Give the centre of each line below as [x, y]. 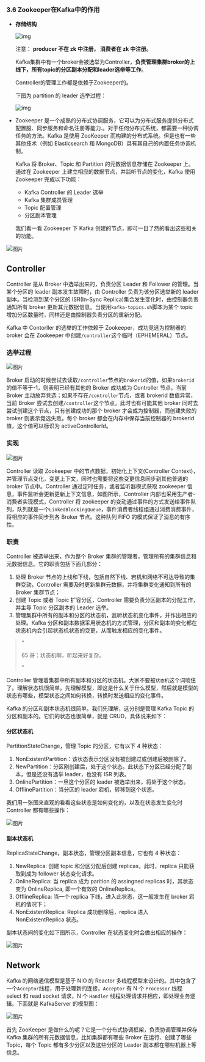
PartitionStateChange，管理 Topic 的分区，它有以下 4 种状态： [85, 746]
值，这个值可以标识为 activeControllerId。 [59, 426]
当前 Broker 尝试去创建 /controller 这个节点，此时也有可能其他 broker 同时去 [102, 403]
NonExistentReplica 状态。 [49, 919]
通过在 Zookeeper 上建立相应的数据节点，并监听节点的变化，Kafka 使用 [105, 172]
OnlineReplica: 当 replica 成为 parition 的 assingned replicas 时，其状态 [104, 882]
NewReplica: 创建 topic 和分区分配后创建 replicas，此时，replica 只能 [102, 866]
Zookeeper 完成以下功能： [49, 179]
